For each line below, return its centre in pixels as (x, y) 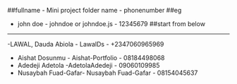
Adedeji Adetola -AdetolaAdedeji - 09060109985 (89, 65)
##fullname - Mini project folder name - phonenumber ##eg (95, 10)
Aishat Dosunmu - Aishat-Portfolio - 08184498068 (91, 58)
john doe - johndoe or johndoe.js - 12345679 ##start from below (111, 24)
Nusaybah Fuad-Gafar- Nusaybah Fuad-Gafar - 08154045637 (108, 73)
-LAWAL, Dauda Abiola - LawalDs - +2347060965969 (86, 44)
